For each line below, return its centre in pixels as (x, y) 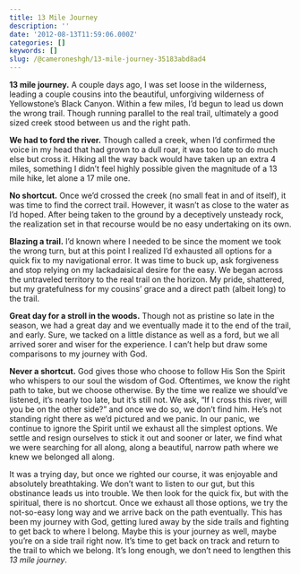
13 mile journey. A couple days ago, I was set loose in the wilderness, (138, 85)
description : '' (39, 26)
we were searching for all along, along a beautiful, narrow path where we (144, 447)
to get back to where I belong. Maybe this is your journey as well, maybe (143, 531)
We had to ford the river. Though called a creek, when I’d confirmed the (142, 140)
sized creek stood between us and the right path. (100, 123)
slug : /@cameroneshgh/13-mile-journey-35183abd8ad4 (107, 59)
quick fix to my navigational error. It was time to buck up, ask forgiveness (144, 260)
